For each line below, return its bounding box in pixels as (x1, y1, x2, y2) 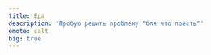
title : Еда (8, 11, 45, 20)
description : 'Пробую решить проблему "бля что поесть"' (8, 19, 205, 27)
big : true (8, 34, 42, 43)
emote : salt (8, 27, 49, 35)
